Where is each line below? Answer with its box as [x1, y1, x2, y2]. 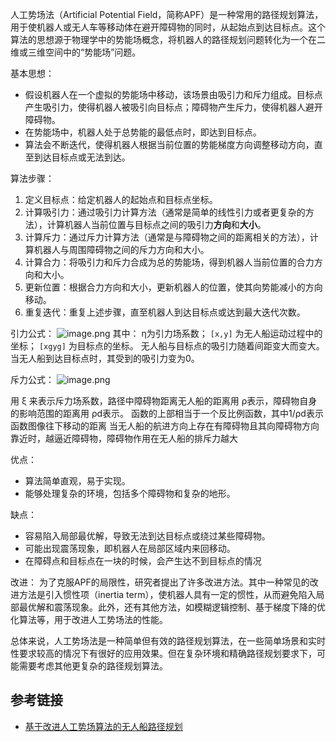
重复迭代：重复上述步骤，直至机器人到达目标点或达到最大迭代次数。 [24, 306, 306, 318]
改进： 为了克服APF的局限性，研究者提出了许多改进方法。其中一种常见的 [10, 576, 310, 588]
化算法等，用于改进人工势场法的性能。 [10, 614, 168, 625]
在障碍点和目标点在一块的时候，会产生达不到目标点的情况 [24, 555, 262, 567]
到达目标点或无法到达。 [33, 151, 131, 163]
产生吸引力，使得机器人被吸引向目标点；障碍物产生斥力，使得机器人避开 [24, 101, 323, 113]
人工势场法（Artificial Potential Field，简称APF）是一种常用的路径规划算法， [10, 9, 324, 20]
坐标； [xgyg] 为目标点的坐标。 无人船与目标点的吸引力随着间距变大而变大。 [10, 340, 325, 352]
